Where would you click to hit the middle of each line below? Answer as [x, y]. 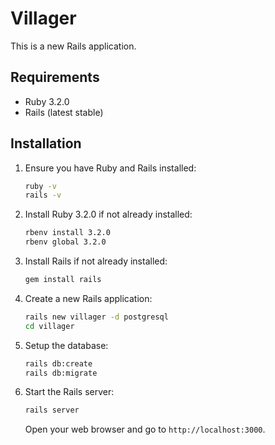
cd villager [49, 326]
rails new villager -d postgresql [96, 317]
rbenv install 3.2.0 [67, 233]
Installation [46, 143]
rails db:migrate [61, 373]
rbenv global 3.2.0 [65, 242]
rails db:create [58, 363]
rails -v [43, 195]
